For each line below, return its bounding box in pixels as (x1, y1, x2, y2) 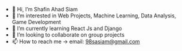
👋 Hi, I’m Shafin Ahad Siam (11, 6, 78, 13)
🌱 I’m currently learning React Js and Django (11, 25, 122, 32)
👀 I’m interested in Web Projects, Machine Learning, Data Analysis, (11, 12, 177, 19)
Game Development (11, 19, 61, 25)
